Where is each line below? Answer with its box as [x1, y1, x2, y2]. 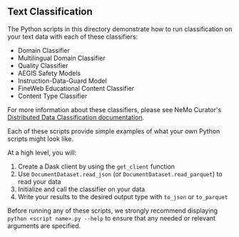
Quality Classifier [17, 61, 68, 70]
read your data [17, 177, 61, 186]
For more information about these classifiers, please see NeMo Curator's [7, 105, 222, 114]
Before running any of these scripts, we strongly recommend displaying [7, 206, 218, 215]
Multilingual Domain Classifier [17, 54, 106, 62]
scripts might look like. [7, 134, 73, 143]
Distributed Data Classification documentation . [7, 113, 145, 121]
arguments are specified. [7, 221, 81, 230]
